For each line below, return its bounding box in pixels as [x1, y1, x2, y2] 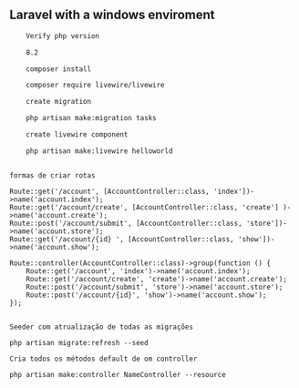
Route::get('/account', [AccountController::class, [9, 187, 210, 196]
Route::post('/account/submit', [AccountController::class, [9, 219, 243, 228]
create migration [26, 97, 92, 107]
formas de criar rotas [9, 170, 96, 180]
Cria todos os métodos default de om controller [9, 354, 198, 363]
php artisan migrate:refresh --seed [9, 338, 149, 347]
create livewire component [26, 130, 129, 139]
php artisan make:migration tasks [26, 114, 157, 123]
